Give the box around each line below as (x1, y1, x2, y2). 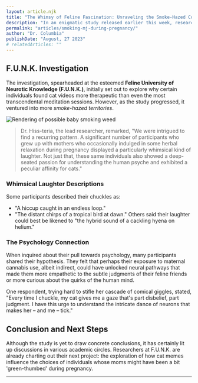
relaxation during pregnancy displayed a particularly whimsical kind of (20, 146, 192, 153)
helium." (14, 223, 35, 231)
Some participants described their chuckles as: (6, 193, 121, 200)
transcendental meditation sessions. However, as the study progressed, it (6, 98, 184, 105)
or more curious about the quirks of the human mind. (6, 277, 134, 284)
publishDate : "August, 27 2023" (6, 36, 85, 42)
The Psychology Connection (6, 238, 90, 246)
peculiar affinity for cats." (20, 165, 82, 172)
